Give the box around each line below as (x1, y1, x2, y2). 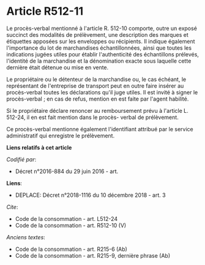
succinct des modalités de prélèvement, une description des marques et (6, 31, 188, 38)
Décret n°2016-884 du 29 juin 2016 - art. (15, 167, 119, 175)
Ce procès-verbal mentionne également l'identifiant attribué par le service (6, 125, 194, 132)
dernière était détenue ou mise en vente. (6, 63, 109, 71)
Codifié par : (6, 155, 37, 163)
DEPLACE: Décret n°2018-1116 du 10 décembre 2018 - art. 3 (15, 191, 166, 199)
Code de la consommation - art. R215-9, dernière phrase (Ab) (15, 252, 171, 259)
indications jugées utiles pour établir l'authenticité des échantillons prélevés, (6, 50, 199, 58)
